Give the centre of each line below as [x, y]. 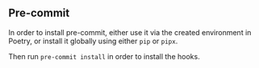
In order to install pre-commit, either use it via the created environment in [130, 32]
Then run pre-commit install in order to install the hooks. [104, 56]
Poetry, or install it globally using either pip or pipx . [93, 41]
